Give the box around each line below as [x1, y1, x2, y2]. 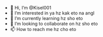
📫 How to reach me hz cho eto [10, 26, 76, 32]
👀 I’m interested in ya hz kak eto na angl [10, 10, 95, 16]
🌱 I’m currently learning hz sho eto [10, 15, 83, 21]
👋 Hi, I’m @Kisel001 [10, 5, 51, 10]
